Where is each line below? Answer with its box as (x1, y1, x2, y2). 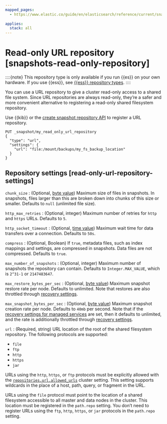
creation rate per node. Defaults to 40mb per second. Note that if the (5, 306, 143, 312)
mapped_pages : (5, 7, 35, 12)
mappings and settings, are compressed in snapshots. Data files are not (5, 245, 153, 251)
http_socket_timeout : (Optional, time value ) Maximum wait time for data (5, 225, 154, 231)
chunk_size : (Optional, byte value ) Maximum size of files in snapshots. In (5, 190, 155, 196)
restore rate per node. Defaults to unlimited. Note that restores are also (5, 285, 150, 291)
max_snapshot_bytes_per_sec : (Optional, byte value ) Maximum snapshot (5, 300, 153, 306)
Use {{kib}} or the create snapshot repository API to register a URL (5, 115, 142, 121)
